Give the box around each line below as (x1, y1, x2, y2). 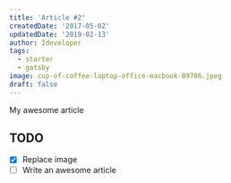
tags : (9, 47, 30, 56)
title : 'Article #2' (9, 13, 87, 22)
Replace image (21, 154, 78, 165)
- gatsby (17, 64, 50, 73)
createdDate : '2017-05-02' (9, 22, 110, 30)
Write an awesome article (21, 164, 116, 175)
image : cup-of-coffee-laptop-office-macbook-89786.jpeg (9, 72, 222, 81)
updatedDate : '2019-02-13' (9, 30, 110, 39)
